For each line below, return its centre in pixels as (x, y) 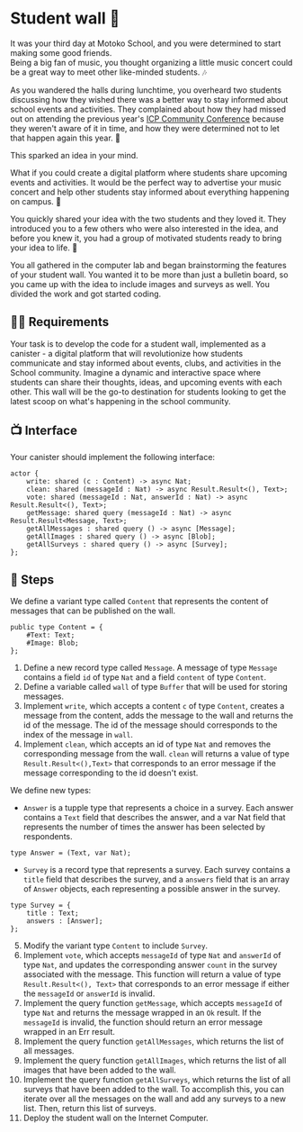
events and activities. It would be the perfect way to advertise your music (146, 182)
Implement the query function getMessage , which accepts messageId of (152, 1003)
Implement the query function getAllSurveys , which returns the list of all (157, 1080)
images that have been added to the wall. (99, 1070)
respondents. (48, 837)
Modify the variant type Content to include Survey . (116, 946)
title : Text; (53, 913)
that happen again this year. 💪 (65, 138)
